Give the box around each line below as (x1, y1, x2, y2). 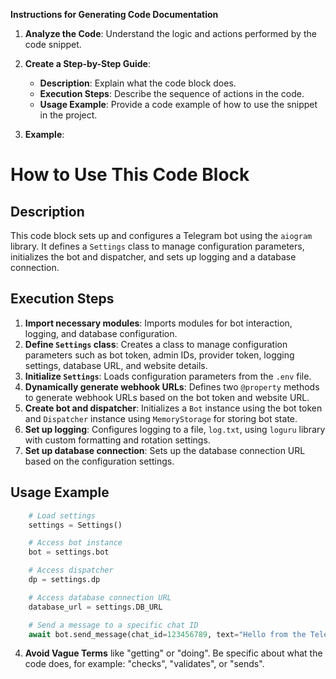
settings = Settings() (28, 520, 123, 530)
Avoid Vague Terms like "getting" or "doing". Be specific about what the (24, 647, 323, 659)
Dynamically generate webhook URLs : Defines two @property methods (24, 380, 320, 393)
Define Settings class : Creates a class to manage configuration (24, 338, 288, 350)
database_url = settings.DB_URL (28, 602, 163, 612)
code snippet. (24, 39, 82, 50)
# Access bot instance (28, 538, 123, 548)
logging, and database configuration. (24, 327, 178, 339)
